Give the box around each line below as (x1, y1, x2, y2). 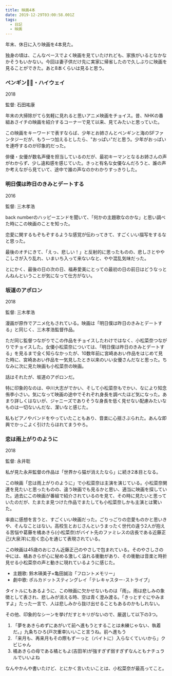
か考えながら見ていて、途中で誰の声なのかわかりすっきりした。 (5, 166, 140, 172)
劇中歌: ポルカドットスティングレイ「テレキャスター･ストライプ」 (12, 577, 152, 583)
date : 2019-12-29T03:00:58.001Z (5, 12, 74, 17)
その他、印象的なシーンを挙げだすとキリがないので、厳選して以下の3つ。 (5, 611, 161, 617)
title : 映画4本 (5, 7, 35, 13)
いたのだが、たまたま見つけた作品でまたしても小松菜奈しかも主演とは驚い (5, 499, 162, 506)
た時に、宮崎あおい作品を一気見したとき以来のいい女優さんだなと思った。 (5, 357, 163, 363)
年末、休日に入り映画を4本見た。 (5, 42, 76, 48)
